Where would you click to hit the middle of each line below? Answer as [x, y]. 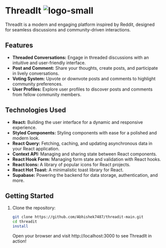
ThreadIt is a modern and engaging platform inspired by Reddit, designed [80, 24]
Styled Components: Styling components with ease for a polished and [84, 132]
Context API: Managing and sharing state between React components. [84, 154]
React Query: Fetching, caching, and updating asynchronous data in [82, 143]
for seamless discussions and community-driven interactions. [68, 29]
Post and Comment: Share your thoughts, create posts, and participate [85, 68]
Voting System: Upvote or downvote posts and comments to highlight [84, 78]
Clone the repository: [34, 208]
